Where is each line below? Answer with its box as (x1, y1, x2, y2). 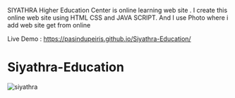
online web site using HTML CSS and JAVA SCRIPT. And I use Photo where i (7, 13, 229, 22)
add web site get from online (7, 21, 91, 29)
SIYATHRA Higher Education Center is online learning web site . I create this (7, 6, 228, 14)
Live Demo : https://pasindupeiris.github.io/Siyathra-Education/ (7, 35, 192, 43)
